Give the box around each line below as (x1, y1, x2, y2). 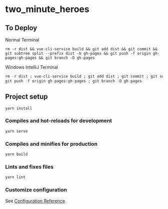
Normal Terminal (5, 37, 39, 43)
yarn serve (5, 129, 28, 134)
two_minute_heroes (5, 4, 89, 15)
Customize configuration (5, 186, 67, 193)
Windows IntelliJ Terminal (5, 64, 58, 70)
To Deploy (5, 24, 37, 32)
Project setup (5, 92, 48, 101)
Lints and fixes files (5, 163, 54, 170)
